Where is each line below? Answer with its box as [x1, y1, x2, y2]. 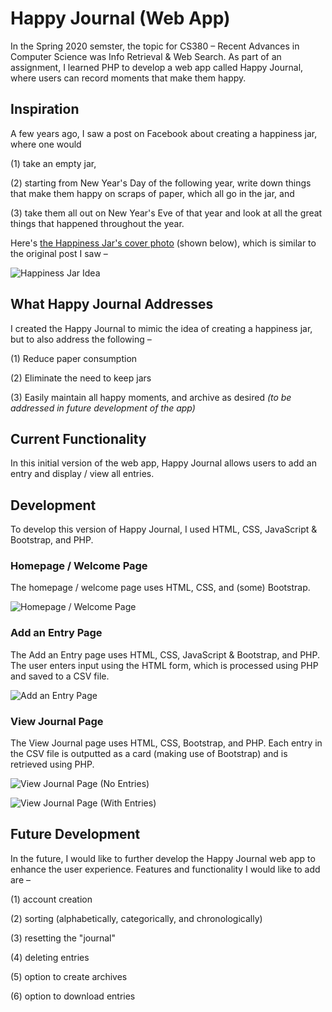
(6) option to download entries [10, 990, 136, 1002]
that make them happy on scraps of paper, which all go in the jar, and [10, 187, 295, 199]
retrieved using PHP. [10, 758, 95, 771]
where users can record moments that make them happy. [10, 72, 247, 84]
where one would [10, 138, 82, 150]
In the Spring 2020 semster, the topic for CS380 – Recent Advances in [10, 40, 300, 52]
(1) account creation [10, 893, 93, 905]
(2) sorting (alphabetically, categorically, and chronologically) [10, 912, 263, 924]
